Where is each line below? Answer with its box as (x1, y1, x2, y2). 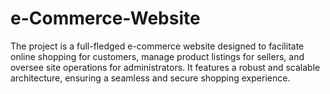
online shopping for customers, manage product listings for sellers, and (10, 50, 305, 62)
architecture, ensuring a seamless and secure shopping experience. (10, 72, 291, 84)
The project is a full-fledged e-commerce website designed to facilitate (10, 40, 305, 52)
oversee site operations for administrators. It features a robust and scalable (10, 61, 321, 73)
